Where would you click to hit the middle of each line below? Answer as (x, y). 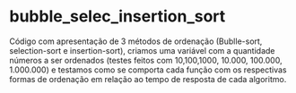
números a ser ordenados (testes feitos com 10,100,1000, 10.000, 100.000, (146, 60)
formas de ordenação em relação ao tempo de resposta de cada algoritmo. (148, 79)
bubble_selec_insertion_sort (118, 17)
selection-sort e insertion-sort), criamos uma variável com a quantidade (142, 50)
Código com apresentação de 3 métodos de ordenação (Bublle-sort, (136, 41)
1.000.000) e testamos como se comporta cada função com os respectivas (148, 70)
